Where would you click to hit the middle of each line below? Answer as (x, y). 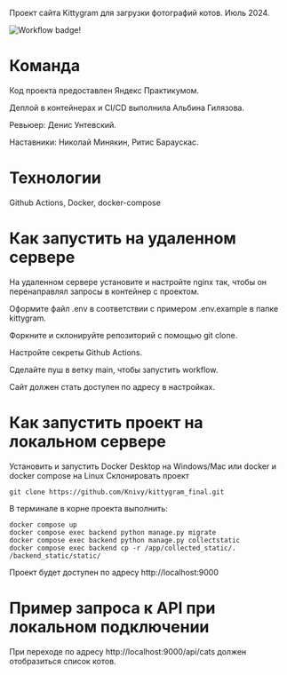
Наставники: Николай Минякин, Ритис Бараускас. (104, 142)
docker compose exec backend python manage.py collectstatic (125, 540)
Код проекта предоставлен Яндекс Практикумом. (104, 90)
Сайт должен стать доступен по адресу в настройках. (112, 386)
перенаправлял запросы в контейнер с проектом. (104, 291)
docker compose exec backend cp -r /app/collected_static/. (123, 548)
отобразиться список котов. (63, 661)
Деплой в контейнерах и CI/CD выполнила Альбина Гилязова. (127, 107)
